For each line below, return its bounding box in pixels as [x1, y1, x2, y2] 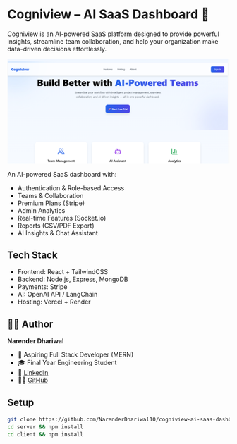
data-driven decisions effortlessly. [7, 44, 107, 53]
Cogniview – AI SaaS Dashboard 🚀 [7, 6, 209, 23]
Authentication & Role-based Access [17, 183, 125, 192]
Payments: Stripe [17, 283, 68, 291]
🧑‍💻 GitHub [17, 376, 48, 385]
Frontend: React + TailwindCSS [17, 268, 108, 276]
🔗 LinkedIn [17, 369, 49, 377]
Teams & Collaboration [17, 191, 84, 199]
